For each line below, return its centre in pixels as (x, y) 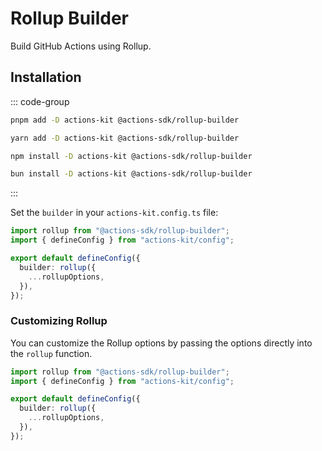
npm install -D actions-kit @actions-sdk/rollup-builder (131, 156)
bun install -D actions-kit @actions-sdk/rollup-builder (131, 174)
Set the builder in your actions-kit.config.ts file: (114, 213)
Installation (46, 77)
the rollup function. (51, 353)
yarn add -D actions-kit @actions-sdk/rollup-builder (125, 138)
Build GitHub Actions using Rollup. (81, 46)
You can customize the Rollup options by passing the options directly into (161, 343)
